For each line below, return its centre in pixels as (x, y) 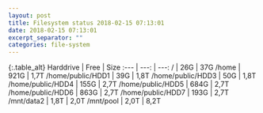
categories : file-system (49, 45)
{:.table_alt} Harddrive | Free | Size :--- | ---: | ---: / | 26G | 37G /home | (124, 67)
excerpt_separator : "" (46, 38)
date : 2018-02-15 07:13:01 (53, 30)
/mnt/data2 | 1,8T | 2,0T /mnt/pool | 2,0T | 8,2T (84, 101)
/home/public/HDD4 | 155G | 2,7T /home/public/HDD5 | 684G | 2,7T (119, 85)
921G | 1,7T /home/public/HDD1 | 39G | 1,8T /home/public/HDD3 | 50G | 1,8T (132, 76)
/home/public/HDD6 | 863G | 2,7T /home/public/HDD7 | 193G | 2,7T (119, 92)
